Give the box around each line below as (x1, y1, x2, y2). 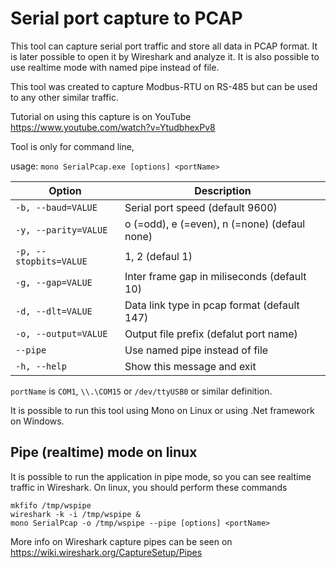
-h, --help (15, 360, 67, 372)
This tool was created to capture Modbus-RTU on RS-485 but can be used (10, 80, 318, 92)
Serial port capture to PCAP (10, 7, 243, 30)
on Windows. (10, 415, 65, 427)
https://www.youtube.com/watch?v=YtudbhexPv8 (10, 121, 216, 133)
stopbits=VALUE (15, 255, 88, 267)
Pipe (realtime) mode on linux (10, 444, 198, 461)
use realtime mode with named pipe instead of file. (10, 61, 220, 73)
